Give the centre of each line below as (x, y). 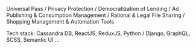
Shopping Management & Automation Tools (60, 21)
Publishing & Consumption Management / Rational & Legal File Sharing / (96, 15)
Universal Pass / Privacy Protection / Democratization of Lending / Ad (93, 9)
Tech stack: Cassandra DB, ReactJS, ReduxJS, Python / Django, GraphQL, (98, 33)
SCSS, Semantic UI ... (33, 40)
